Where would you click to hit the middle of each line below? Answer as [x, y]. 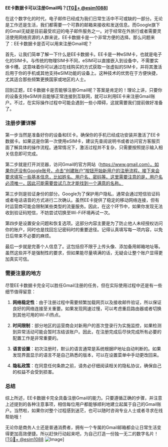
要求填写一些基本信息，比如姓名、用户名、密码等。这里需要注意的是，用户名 [84, 177]
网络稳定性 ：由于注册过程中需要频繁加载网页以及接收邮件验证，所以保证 [87, 302]
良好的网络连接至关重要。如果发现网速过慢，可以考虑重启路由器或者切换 [87, 309]
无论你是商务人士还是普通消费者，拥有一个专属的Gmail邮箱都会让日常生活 [81, 427]
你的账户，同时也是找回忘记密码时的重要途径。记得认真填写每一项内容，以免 [84, 230]
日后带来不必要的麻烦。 [29, 236]
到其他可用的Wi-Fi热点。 [38, 315]
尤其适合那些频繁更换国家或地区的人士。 [47, 79]
